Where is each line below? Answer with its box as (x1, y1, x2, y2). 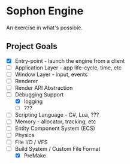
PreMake (23, 151, 46, 159)
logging (23, 98, 43, 105)
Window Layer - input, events (14, 71, 88, 78)
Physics (14, 132, 35, 139)
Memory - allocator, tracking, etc (14, 118, 96, 125)
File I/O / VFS (14, 138, 48, 145)
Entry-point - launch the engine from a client (14, 57, 125, 64)
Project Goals (6, 41, 58, 51)
